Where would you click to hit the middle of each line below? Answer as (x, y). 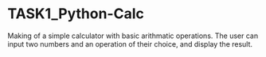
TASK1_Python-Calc (76, 14)
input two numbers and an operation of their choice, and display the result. (130, 44)
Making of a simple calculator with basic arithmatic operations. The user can (133, 36)
